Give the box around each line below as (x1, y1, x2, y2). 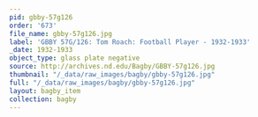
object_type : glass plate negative (9, 54, 140, 62)
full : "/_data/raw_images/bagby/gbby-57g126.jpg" (9, 78, 196, 87)
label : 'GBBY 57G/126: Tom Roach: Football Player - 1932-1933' (9, 37, 251, 47)
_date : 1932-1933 (9, 46, 73, 55)
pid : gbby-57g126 (9, 12, 73, 22)
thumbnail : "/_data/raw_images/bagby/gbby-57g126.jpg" (9, 70, 216, 79)
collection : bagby (9, 94, 77, 104)
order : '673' (9, 21, 57, 30)
